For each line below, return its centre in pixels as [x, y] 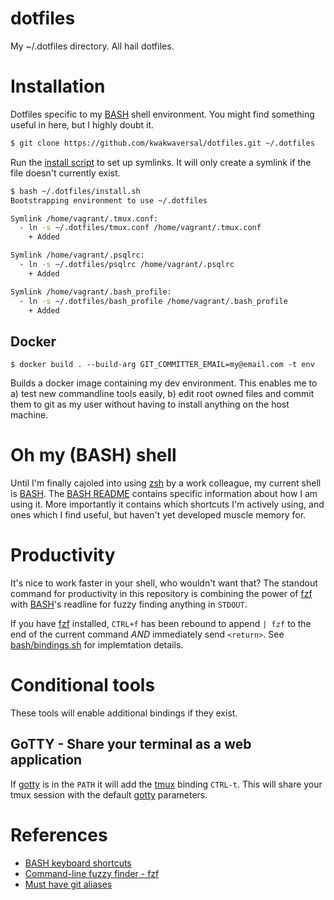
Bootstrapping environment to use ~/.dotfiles [109, 200]
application [46, 760]
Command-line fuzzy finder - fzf [92, 873]
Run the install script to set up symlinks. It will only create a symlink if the [161, 162]
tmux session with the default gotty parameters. [109, 794]
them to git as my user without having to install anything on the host [150, 404]
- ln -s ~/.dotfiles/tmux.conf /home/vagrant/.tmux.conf [140, 228]
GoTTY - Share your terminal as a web [131, 744]
